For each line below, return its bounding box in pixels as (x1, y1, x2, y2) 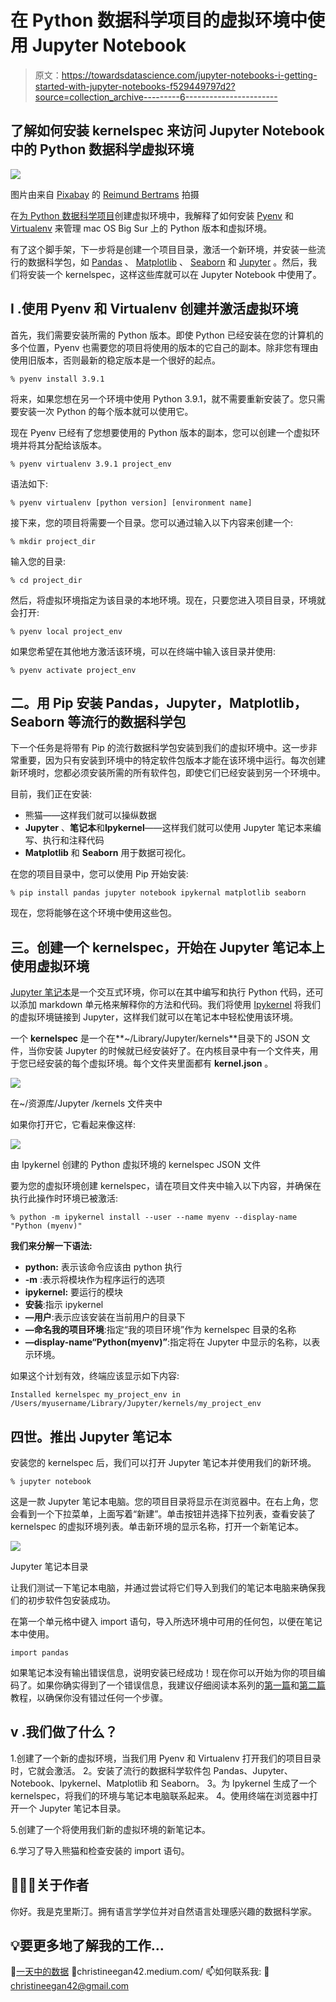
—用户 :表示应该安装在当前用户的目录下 (24, 1311, 186, 1323)
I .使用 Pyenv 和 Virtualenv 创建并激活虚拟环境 (10, 301, 299, 318)
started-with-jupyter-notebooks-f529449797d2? (34, 80, 236, 92)
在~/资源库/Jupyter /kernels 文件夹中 (10, 1097, 163, 1110)
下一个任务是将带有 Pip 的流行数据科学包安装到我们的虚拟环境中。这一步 (10, 742, 309, 754)
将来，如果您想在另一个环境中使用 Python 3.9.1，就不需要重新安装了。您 (10, 392, 308, 405)
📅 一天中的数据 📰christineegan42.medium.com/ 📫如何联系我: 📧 (10, 1966, 270, 1978)
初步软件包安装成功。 (27, 1594, 116, 1606)
